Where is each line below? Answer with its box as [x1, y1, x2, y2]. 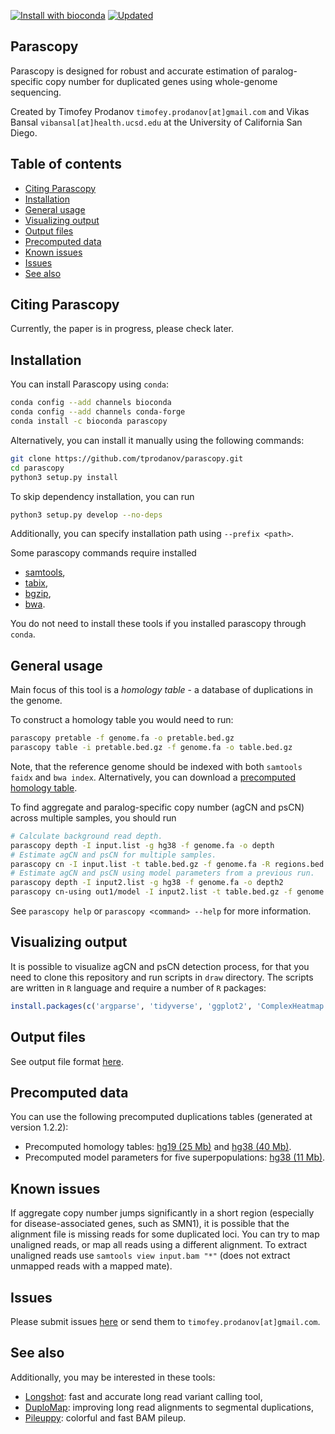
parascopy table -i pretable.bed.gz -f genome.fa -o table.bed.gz [10, 743, 293, 753]
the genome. [10, 695, 63, 707]
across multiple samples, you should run [10, 811, 177, 824]
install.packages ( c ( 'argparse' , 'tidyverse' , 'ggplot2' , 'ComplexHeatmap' [10, 1001, 329, 1011]
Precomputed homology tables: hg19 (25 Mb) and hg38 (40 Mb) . [24, 1141, 292, 1153]
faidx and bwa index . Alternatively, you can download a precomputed [10, 771, 297, 783]
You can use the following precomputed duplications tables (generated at [10, 1111, 313, 1123]
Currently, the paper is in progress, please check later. [10, 323, 235, 335]
